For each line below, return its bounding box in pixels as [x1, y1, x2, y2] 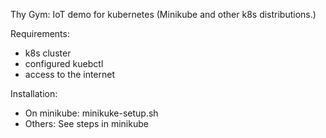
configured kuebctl [24, 58, 104, 69]
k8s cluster [24, 47, 72, 59]
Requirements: [10, 28, 70, 39]
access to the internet [24, 69, 116, 80]
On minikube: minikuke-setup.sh [24, 107, 159, 119]
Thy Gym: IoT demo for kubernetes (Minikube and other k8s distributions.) [10, 9, 317, 20]
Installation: [10, 88, 58, 99]
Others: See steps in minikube [24, 118, 149, 129]
